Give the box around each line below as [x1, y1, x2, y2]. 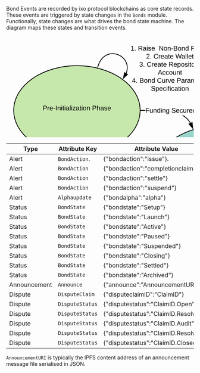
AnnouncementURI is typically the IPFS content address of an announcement [6, 354, 189, 361]
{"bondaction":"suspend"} [103, 184, 177, 192]
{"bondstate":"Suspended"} [103, 242, 182, 250]
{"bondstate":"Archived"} [103, 271, 174, 279]
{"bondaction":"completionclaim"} [103, 164, 199, 173]
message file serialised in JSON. [6, 360, 86, 368]
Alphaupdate [57, 194, 92, 201]
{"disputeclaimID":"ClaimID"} [103, 290, 185, 299]
